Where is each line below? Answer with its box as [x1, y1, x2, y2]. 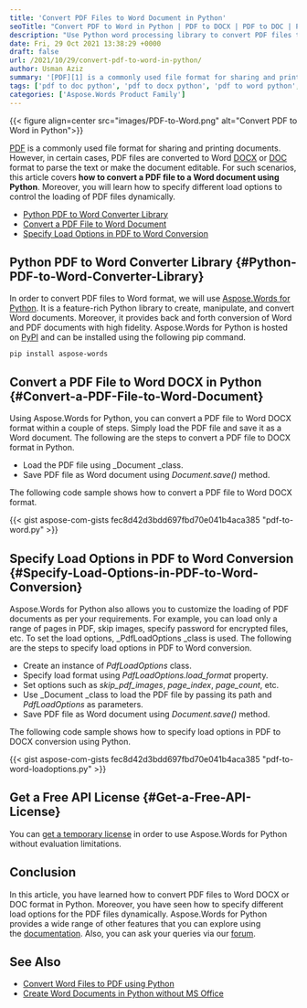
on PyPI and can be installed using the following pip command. [9, 332, 247, 343]
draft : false [9, 48, 59, 57]
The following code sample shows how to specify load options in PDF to [9, 726, 281, 737]
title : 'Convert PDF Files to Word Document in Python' [9, 13, 227, 23]
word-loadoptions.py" [9, 763, 92, 774]
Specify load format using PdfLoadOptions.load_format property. [22, 669, 269, 681]
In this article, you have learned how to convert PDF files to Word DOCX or [9, 888, 290, 900]
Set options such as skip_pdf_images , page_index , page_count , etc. [22, 679, 280, 690]
